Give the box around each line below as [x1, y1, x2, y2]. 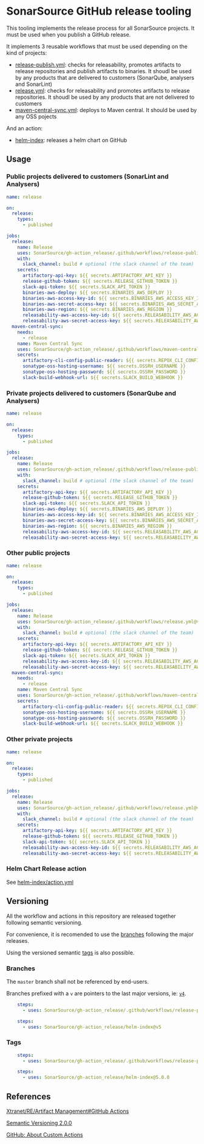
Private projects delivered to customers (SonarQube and [6, 389, 177, 397]
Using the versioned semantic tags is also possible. [6, 949, 135, 956]
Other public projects [6, 549, 70, 557]
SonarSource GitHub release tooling [6, 4, 192, 18]
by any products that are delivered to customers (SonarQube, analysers [15, 74, 194, 81]
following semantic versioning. [6, 918, 83, 926]
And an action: [6, 124, 43, 132]
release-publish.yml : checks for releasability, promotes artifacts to [15, 61, 181, 68]
